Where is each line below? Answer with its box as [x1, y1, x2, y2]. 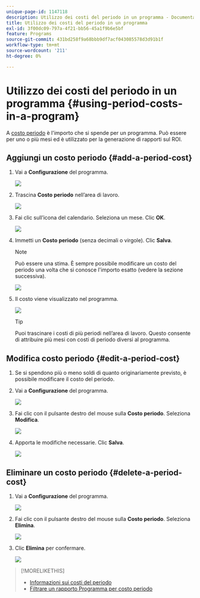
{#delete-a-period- [109, 467, 183, 477]
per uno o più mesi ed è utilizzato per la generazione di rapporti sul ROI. [6, 135, 183, 143]
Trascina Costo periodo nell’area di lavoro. [14, 192, 120, 199]
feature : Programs [6, 31, 52, 37]
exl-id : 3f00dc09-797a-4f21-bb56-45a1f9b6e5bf [6, 25, 124, 32]
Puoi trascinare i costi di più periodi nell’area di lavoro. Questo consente [14, 329, 191, 337]
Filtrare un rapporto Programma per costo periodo [29, 585, 153, 592]
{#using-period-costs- [67, 97, 183, 110]
